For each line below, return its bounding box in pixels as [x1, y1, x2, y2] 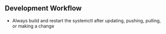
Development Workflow [5, 4, 82, 13]
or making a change [12, 23, 55, 29]
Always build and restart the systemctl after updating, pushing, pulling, [12, 17, 161, 23]
